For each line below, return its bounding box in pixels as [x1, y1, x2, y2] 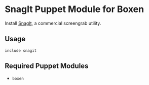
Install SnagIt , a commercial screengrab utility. [5, 20, 101, 26]
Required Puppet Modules [5, 62, 89, 70]
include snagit [5, 48, 37, 53]
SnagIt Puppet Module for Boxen [5, 4, 144, 15]
